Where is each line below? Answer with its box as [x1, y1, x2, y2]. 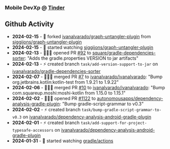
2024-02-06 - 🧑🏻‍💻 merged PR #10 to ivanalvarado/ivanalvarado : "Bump [12, 84, 165, 90]
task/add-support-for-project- [80, 120, 147, 126]
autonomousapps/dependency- [97, 95, 163, 101]
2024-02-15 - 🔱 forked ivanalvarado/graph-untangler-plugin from [12, 33, 151, 39]
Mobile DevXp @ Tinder [5, 4, 65, 11]
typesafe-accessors [12, 128, 54, 133]
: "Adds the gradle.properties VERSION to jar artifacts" [24, 55, 138, 61]
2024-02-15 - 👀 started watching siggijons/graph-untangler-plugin [12, 44, 154, 50]
